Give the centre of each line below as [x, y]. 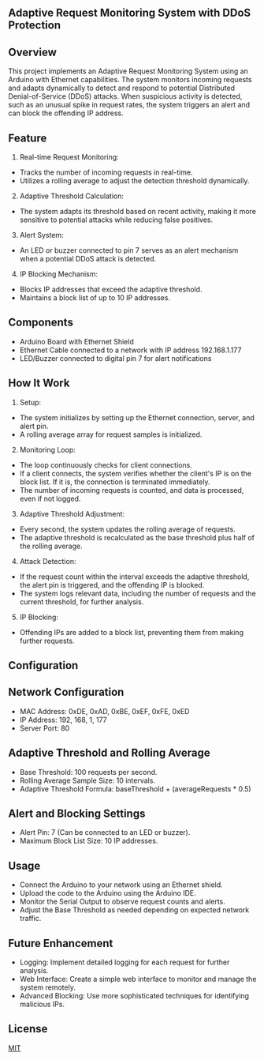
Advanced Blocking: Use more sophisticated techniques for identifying [134, 996]
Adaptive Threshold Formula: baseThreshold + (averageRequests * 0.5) [135, 788]
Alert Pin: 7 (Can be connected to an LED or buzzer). [105, 833]
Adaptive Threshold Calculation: [72, 196]
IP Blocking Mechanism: [59, 274]
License [28, 1029]
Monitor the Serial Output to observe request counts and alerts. [123, 902]
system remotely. [48, 987]
